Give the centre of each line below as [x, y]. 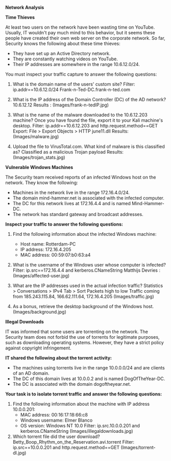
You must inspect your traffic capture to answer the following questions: [81, 74]
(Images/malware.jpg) [36, 137]
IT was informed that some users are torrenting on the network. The [77, 332]
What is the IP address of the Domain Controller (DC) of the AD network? [89, 100]
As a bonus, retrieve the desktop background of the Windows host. [83, 306]
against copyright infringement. [38, 348]
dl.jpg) [19, 453]
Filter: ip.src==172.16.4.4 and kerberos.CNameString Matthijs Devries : [87, 270]
